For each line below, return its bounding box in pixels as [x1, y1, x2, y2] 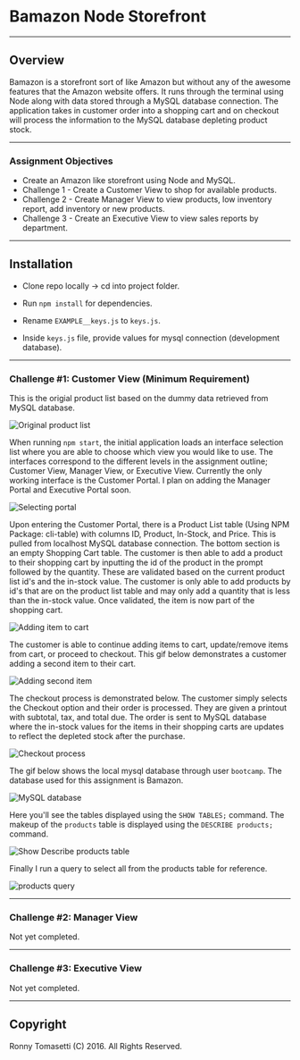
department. [21, 223, 69, 233]
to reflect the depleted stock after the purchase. [9, 731, 186, 742]
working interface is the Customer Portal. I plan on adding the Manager [9, 475, 271, 486]
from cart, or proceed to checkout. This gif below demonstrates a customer [9, 649, 287, 660]
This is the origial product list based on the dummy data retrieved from [9, 393, 269, 404]
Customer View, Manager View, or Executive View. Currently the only [9, 466, 262, 476]
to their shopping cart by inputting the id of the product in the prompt [9, 557, 263, 568]
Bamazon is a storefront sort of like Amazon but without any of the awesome [9, 76, 291, 87]
